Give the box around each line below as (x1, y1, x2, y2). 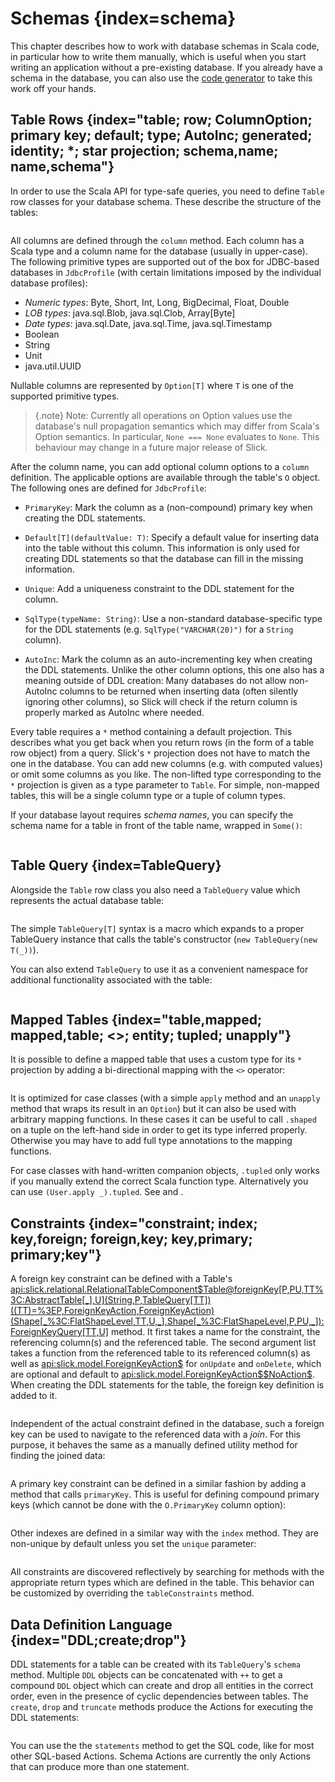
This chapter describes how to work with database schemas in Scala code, (10, 40, 320, 52)
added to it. (10, 1390, 58, 1402)
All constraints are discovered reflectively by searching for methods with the (10, 1566, 325, 1578)
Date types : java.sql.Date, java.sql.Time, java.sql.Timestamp (24, 317, 273, 329)
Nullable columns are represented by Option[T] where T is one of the (10, 379, 295, 391)
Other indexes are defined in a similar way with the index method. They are (10, 1527, 319, 1539)
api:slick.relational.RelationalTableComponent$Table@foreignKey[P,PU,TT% (10, 1283, 324, 1296)
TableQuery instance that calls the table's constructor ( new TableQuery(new (10, 933, 318, 945)
